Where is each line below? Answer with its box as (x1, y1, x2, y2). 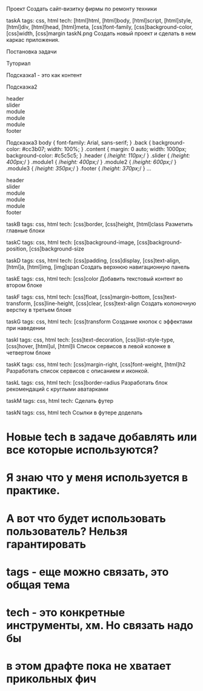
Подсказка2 (6, 83, 38, 90)
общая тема (6, 578, 70, 592)
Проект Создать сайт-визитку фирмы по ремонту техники (6, 5, 158, 12)
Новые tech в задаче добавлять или (6, 430, 197, 444)
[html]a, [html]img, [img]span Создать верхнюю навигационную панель (6, 263, 190, 271)
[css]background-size (29, 245, 85, 252)
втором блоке (6, 281, 42, 289)
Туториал (6, 60, 31, 67)
